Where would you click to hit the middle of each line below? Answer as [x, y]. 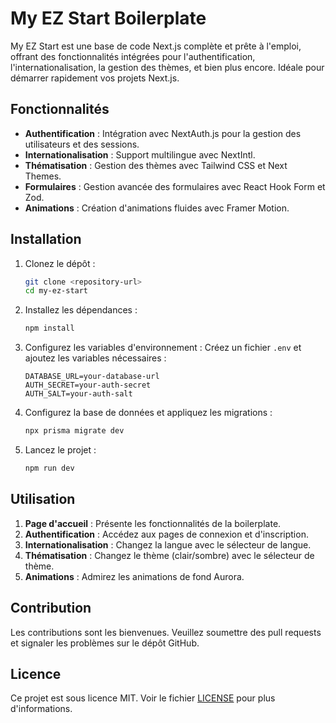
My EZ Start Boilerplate [108, 18]
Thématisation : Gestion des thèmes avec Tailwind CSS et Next [156, 165]
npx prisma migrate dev [74, 431]
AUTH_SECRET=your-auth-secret [88, 385]
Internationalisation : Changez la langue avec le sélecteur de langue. [168, 544]
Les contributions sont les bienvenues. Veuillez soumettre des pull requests [166, 632]
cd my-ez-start [56, 291]
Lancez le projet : [60, 450]
